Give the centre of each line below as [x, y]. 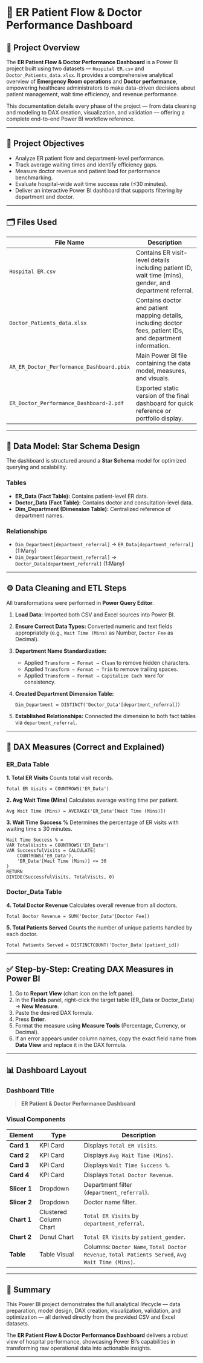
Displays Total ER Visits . [121, 1145]
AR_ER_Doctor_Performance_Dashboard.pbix [70, 367]
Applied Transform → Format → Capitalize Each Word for [94, 675]
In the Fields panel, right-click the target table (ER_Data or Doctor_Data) [105, 1000]
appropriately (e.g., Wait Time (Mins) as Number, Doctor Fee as [94, 633]
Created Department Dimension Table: [64, 693]
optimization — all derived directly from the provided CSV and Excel [91, 1317]
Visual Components [36, 1120]
